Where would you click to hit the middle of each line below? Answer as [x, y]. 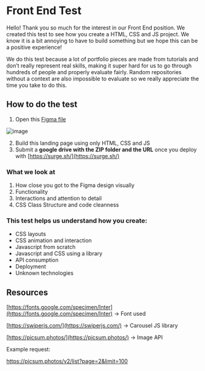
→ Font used [130, 314]
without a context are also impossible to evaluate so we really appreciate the [103, 78]
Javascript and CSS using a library [59, 254]
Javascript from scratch [45, 247]
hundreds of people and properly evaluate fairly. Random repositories [94, 72]
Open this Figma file [40, 119]
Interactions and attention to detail [58, 198]
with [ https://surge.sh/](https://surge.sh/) [67, 156]
